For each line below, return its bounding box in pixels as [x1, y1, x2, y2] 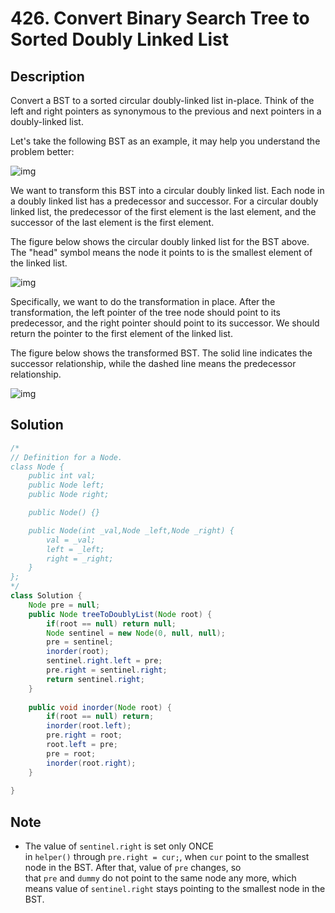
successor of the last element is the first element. [10, 217, 215, 228]
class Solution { [10, 591, 83, 601]
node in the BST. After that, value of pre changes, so [24, 862, 242, 874]
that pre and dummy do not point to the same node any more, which [24, 872, 297, 884]
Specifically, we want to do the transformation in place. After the [10, 296, 276, 307]
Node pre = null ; [28, 600, 101, 610]
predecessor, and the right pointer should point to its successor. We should [10, 317, 320, 329]
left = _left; [46, 544, 105, 554]
